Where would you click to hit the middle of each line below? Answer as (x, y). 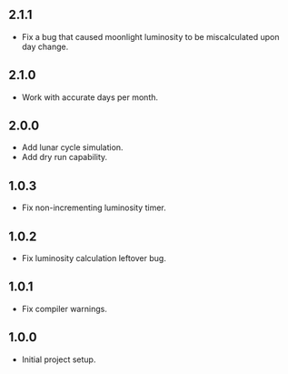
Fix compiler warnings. (65, 308)
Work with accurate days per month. (90, 97)
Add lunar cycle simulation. (72, 147)
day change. (45, 46)
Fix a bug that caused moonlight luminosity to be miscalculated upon (150, 36)
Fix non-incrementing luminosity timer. (94, 207)
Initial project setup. (59, 359)
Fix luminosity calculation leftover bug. (94, 258)
